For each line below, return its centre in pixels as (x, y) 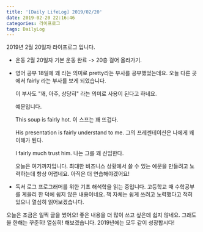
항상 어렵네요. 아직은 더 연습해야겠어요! (83, 174)
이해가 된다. (29, 140)
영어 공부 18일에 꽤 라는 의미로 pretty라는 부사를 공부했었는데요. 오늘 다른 (103, 73)
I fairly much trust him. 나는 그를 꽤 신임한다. (69, 153)
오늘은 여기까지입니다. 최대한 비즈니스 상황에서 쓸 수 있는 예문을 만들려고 (102, 166)
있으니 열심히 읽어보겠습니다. (50, 202)
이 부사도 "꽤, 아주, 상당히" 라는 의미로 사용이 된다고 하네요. (86, 94)
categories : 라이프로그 (33, 23)
